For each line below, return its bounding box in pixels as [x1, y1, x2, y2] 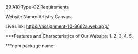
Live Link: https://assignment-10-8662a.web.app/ [5, 23, 109, 29]
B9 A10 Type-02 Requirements [5, 4, 70, 10]
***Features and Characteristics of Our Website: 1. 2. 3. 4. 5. [5, 33, 133, 39]
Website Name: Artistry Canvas [5, 14, 71, 19]
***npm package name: [5, 43, 55, 49]
